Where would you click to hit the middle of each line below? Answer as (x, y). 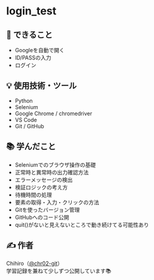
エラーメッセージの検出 (44, 180)
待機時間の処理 (33, 195)
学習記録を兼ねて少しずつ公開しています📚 (59, 271)
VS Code (26, 120)
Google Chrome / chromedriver (53, 113)
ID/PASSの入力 (33, 58)
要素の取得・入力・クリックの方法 (57, 202)
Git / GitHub (29, 126)
